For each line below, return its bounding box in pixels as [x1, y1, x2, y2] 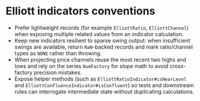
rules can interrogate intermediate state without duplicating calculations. [14, 88, 195, 95]
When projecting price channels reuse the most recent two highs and [14, 56, 187, 63]
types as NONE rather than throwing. [14, 49, 102, 57]
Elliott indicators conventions [5, 4, 156, 18]
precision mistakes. [33, 69, 82, 76]
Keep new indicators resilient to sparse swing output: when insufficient [14, 37, 191, 44]
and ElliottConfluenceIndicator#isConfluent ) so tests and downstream [14, 81, 194, 88]
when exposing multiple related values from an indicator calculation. [14, 30, 184, 37]
